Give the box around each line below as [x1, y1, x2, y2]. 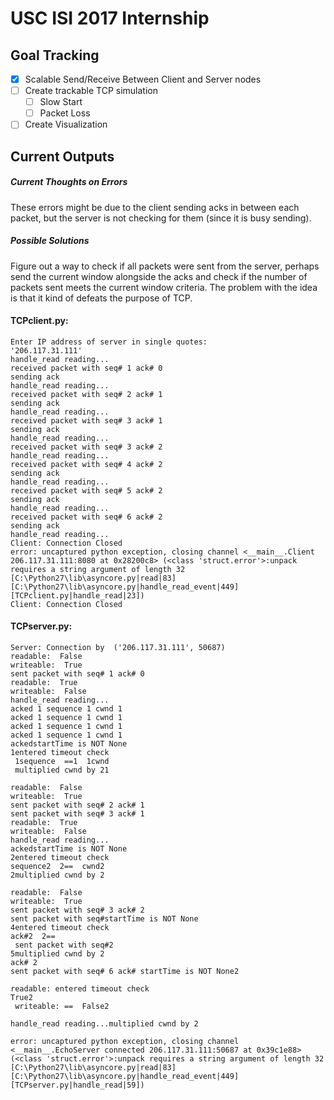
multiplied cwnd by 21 [14, 765, 110, 776]
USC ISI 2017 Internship [10, 7, 210, 30]
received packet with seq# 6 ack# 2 [10, 512, 163, 522]
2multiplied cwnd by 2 [10, 870, 105, 881]
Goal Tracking [10, 47, 100, 64]
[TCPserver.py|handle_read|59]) [10, 1080, 145, 1091]
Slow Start [39, 96, 83, 108]
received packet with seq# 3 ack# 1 [10, 415, 163, 426]
